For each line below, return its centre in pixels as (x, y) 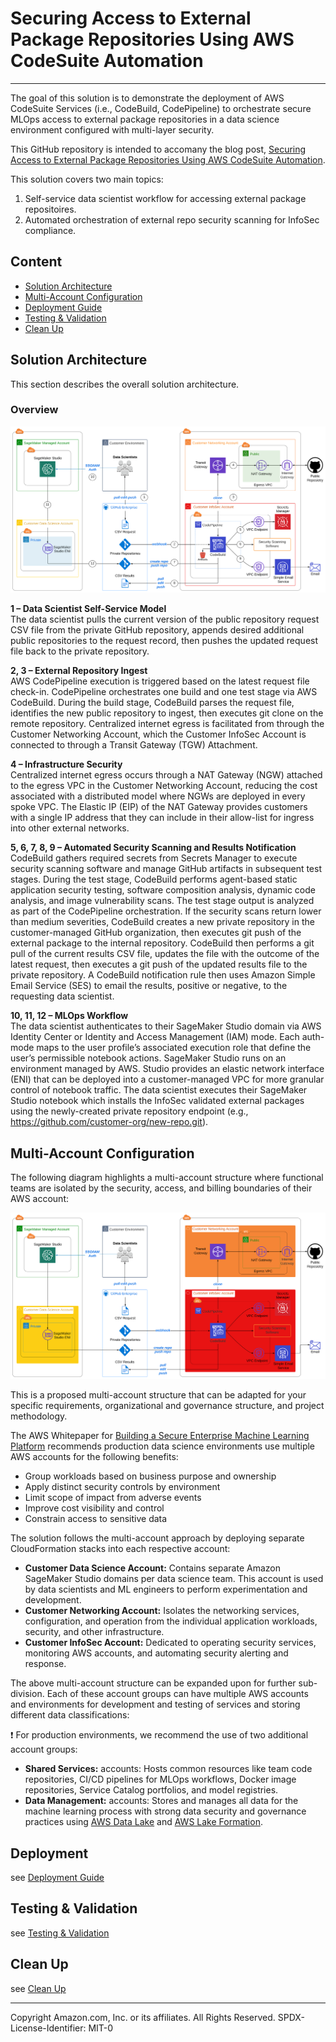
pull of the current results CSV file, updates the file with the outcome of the (165, 954)
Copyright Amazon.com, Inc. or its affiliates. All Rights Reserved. (143, 2017)
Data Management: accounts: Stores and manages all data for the (161, 1801)
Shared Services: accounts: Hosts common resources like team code (168, 1769)
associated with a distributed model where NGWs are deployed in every (158, 796)
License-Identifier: (48, 2028)
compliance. (50, 230)
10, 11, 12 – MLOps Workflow (69, 1016)
